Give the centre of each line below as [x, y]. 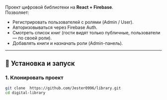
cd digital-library [25, 93]
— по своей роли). [32, 38]
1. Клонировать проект [34, 78]
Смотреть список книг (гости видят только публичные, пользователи [86, 33]
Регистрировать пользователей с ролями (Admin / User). [73, 22]
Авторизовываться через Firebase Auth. [55, 27]
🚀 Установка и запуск [40, 63]
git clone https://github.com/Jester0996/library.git [63, 88]
